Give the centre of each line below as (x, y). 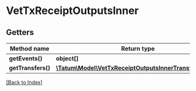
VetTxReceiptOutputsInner (72, 11)
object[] (67, 58)
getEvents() (26, 58)
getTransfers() (30, 68)
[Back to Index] (24, 82)
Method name (29, 49)
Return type (138, 49)
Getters (20, 32)
